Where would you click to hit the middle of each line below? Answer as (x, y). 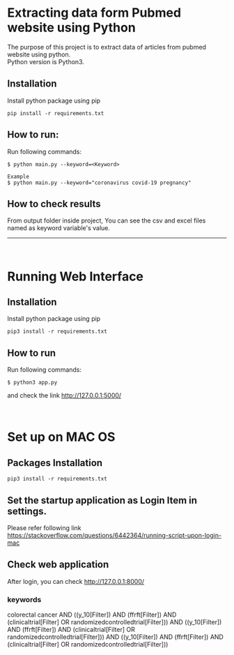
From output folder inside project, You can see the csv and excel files (107, 220)
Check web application (58, 565)
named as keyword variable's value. (58, 228)
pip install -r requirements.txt (56, 113)
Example (18, 176)
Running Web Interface (76, 276)
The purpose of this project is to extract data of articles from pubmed (107, 47)
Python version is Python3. (46, 61)
